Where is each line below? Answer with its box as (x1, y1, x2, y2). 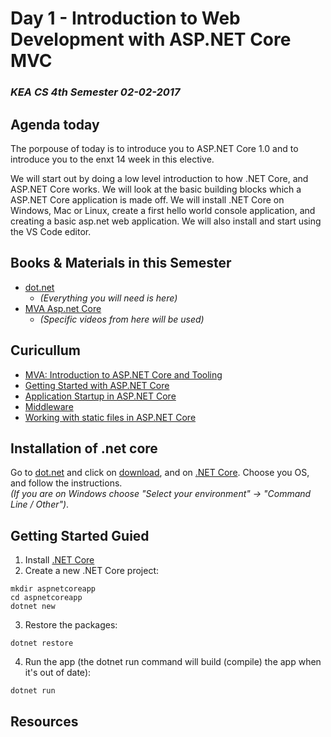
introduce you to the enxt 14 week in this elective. (10, 153, 215, 165)
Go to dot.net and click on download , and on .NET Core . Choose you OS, (10, 467, 310, 479)
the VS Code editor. (10, 225, 92, 237)
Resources (10, 713, 79, 730)
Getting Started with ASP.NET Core (24, 379, 170, 391)
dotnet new (10, 602, 56, 612)
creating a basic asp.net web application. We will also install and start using (10, 215, 322, 227)
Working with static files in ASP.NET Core (24, 411, 197, 423)
